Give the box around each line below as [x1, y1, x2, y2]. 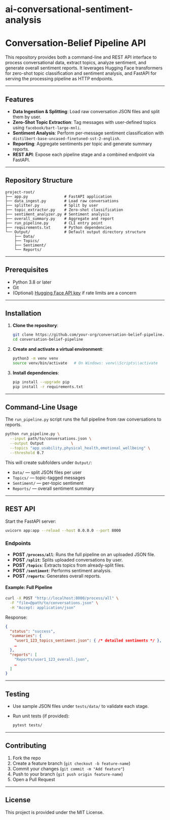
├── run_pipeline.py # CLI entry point [5, 220, 103, 225]
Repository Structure [5, 176, 73, 185]
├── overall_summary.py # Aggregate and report [5, 216, 114, 221]
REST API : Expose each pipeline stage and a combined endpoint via [12, 151, 155, 157]
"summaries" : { [10, 633, 42, 639]
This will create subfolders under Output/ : [5, 459, 93, 466]
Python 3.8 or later [12, 279, 52, 285]
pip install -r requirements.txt [12, 384, 83, 389]
